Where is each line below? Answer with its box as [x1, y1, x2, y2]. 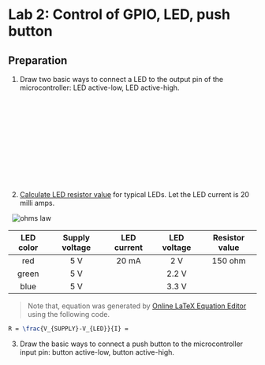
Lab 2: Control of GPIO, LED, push [8, 6, 231, 24]
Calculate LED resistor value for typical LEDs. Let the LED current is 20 [19, 190, 250, 199]
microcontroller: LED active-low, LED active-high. [19, 83, 180, 92]
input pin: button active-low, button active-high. [19, 347, 175, 356]
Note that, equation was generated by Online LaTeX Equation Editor [27, 301, 247, 311]
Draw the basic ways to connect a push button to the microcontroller [19, 339, 243, 348]
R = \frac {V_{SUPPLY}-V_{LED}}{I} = [8, 325, 129, 333]
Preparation [8, 54, 68, 67]
